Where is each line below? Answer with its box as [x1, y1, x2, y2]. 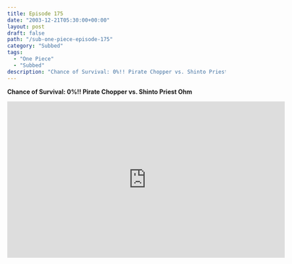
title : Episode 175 [7, 10, 64, 17]
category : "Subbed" [7, 42, 64, 49]
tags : [7, 49, 23, 56]
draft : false [7, 29, 45, 37]
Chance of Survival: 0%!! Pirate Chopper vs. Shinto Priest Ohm [7, 88, 193, 96]
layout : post [7, 23, 45, 30]
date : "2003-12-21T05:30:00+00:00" [7, 17, 110, 24]
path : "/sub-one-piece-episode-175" [7, 36, 113, 43]
